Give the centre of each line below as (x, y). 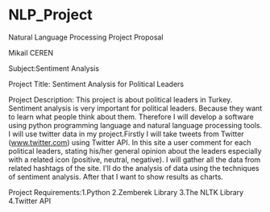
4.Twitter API (29, 201)
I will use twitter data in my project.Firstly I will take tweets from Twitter (126, 134)
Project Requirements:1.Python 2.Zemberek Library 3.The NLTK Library (126, 192)
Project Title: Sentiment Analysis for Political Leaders (96, 84)
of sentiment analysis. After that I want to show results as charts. (116, 177)
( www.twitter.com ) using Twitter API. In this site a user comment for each (130, 142)
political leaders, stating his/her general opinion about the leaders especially (135, 151)
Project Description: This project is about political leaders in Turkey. (120, 99)
